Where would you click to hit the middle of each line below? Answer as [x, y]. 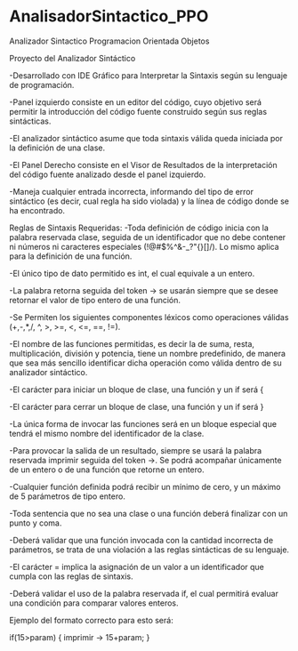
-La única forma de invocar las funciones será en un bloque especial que [143, 423]
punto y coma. [36, 523]
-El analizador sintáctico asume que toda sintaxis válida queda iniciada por [146, 138]
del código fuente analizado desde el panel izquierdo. [108, 174]
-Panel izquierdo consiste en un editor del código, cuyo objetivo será [136, 102]
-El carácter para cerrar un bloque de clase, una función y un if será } [137, 406]
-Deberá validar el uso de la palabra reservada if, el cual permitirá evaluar [144, 593]
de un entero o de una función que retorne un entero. [107, 470]
